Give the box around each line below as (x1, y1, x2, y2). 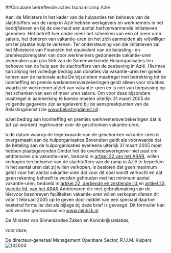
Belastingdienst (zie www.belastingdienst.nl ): (5, 107, 101, 112)
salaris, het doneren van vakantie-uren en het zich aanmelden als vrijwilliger (5, 36, 166, 42)
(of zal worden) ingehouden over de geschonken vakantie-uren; (5, 122, 140, 128)
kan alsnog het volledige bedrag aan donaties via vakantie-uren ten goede (5, 68, 162, 74)
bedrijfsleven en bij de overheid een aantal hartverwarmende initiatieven (5, 25, 157, 31)
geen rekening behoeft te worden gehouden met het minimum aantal (5, 175, 150, 181)
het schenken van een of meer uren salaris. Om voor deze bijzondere (5, 90, 151, 96)
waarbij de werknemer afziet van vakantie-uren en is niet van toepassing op (5, 85, 165, 91)
